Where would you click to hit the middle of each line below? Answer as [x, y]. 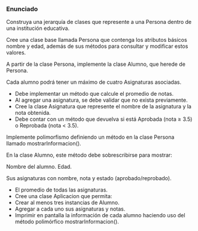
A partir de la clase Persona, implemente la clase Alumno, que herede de [96, 64]
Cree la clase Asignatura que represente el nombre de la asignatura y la [103, 107]
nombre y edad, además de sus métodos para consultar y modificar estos [97, 46]
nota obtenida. [33, 113]
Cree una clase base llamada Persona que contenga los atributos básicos [97, 40]
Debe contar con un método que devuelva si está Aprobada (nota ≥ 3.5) [103, 119]
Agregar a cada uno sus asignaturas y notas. [70, 209]
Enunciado [22, 9]
